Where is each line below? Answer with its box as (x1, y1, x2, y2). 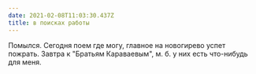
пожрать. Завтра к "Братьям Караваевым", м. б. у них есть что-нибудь (8, 49, 248, 58)
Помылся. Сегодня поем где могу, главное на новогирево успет (8, 40, 226, 50)
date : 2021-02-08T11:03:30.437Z (8, 11, 114, 20)
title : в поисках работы (8, 19, 90, 27)
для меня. (8, 57, 42, 67)
